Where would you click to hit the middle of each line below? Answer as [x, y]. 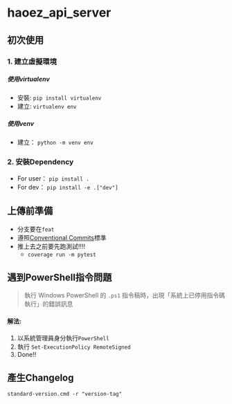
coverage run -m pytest [62, 255]
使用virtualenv [28, 79]
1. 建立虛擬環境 [32, 62]
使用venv [21, 124]
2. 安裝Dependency [41, 162]
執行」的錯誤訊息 [48, 304]
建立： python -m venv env [55, 143]
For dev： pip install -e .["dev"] [68, 187]
